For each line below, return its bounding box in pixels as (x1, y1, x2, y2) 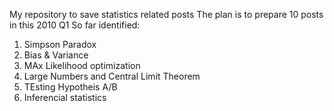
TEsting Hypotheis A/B (23, 81, 118, 93)
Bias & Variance (23, 49, 89, 61)
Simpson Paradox (23, 39, 97, 50)
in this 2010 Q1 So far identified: (9, 19, 141, 31)
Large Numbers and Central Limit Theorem (23, 70, 201, 82)
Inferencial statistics (23, 92, 107, 103)
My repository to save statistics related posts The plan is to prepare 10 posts (9, 9, 324, 20)
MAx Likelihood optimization (23, 60, 141, 71)
